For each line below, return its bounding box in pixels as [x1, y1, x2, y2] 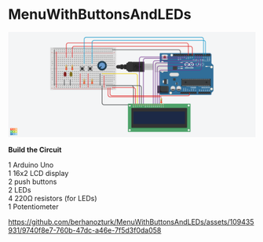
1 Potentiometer [8, 202, 59, 211]
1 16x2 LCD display [8, 168, 69, 178]
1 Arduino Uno [8, 159, 54, 170]
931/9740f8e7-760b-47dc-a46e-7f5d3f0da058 [8, 225, 162, 235]
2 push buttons [8, 177, 57, 186]
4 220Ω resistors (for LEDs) [8, 193, 97, 203]
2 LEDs [8, 185, 31, 194]
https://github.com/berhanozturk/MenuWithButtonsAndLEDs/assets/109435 [8, 217, 254, 226]
